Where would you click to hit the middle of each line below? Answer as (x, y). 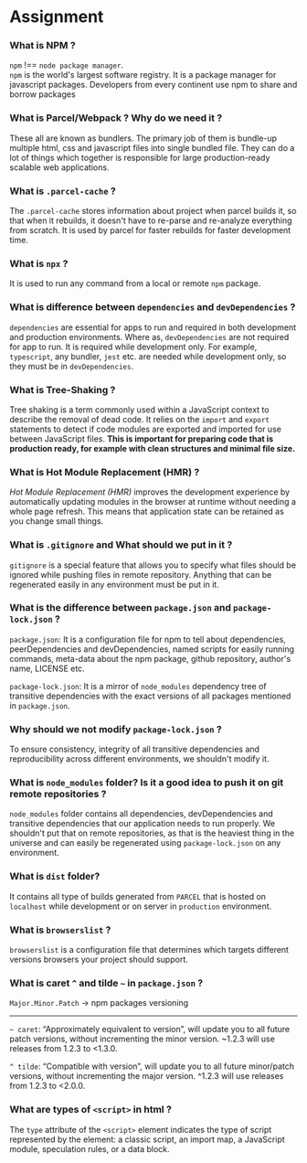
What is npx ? (39, 264)
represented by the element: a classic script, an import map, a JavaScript (147, 1139)
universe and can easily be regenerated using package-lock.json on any (145, 843)
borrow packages (42, 94)
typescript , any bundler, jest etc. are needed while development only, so (148, 356)
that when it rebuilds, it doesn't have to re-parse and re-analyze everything (151, 220)
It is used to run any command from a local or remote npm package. (135, 283)
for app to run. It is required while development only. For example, (133, 347)
